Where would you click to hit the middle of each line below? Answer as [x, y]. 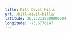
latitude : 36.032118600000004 [36, 18]
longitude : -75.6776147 [29, 23]
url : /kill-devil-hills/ [30, 14]
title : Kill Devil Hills [30, 9]
